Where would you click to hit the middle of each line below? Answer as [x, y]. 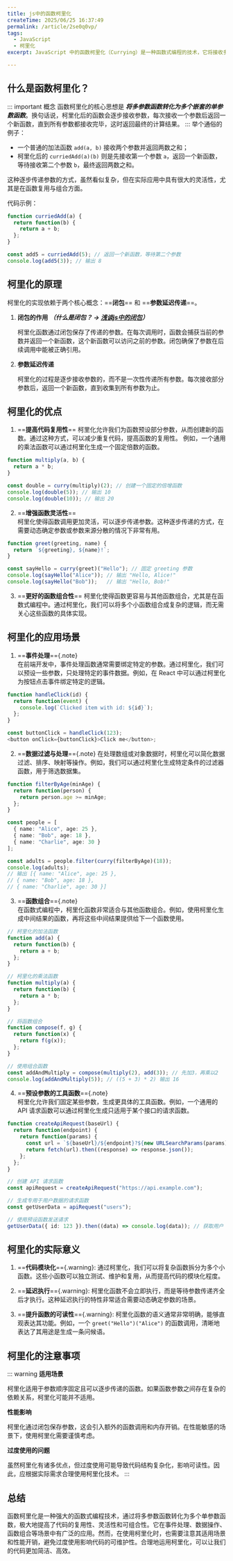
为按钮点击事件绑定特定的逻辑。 [63, 681]
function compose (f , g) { [44, 1028]
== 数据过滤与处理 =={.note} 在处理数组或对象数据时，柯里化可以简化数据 [121, 753]
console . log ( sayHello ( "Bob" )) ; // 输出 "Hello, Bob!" [88, 582]
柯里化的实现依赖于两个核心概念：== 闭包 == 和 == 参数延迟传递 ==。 [104, 302]
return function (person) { [52, 791]
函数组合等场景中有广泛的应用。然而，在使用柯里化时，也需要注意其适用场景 [116, 1533]
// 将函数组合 [25, 1021]
